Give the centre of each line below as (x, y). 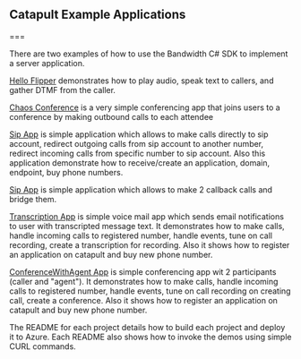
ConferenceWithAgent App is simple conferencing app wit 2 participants (143, 271)
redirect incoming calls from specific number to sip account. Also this (138, 153)
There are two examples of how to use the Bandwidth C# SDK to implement (149, 54)
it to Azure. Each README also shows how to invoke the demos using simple (150, 337)
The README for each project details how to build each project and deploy (147, 327)
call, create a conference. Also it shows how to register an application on (143, 300)
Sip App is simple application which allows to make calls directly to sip (139, 134)
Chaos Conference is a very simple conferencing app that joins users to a (145, 107)
